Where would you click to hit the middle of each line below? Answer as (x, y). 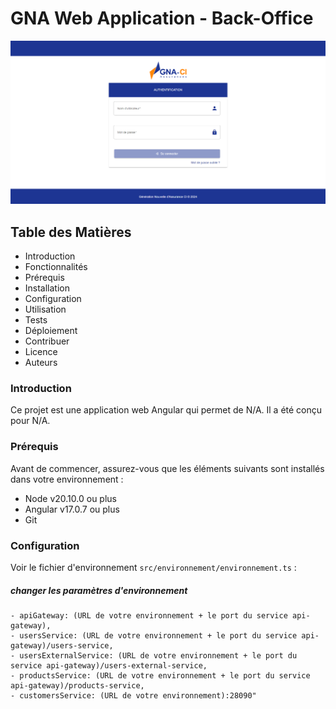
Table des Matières (71, 232)
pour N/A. (30, 421)
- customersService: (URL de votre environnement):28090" (133, 695)
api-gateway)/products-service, (77, 685)
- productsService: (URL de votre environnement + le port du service (160, 675)
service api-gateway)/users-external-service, (109, 665)
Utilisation (45, 309)
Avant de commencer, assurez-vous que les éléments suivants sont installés (167, 468)
